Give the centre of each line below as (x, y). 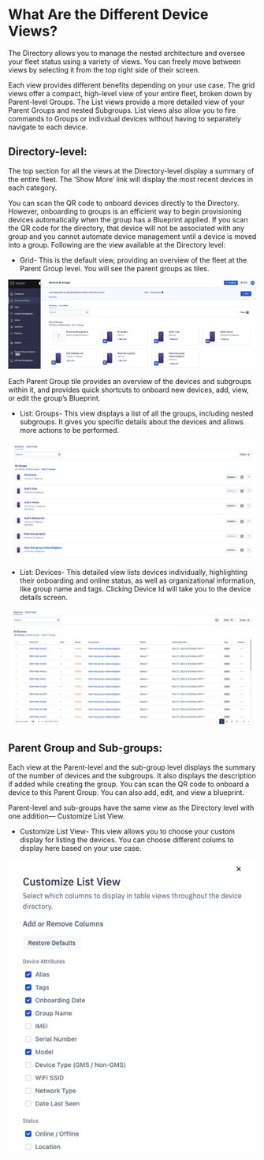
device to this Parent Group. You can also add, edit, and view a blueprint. (126, 792)
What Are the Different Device (108, 15)
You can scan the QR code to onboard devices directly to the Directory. (124, 203)
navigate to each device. (48, 127)
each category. (33, 188)
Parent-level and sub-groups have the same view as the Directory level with (131, 808)
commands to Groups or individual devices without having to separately (125, 118)
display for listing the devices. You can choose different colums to (126, 839)
